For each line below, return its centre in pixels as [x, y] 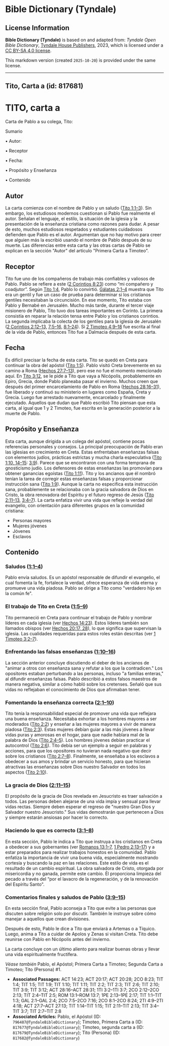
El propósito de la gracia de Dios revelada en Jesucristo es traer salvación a [84, 796]
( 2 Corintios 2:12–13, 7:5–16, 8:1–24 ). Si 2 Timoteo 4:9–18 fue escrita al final [83, 326]
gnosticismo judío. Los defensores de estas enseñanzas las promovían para [84, 468]
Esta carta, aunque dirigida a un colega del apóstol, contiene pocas [75, 441]
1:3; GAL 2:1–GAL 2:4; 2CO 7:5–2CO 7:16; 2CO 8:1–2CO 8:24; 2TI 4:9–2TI [88, 1001]
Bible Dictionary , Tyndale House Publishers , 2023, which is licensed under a [84, 45]
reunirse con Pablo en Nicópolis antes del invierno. [58, 939]
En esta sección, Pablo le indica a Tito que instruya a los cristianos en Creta [84, 841]
